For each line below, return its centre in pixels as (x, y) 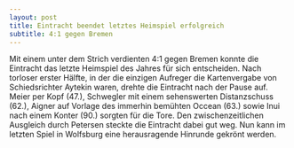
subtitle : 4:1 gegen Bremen (61, 34)
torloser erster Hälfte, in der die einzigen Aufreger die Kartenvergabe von (143, 78)
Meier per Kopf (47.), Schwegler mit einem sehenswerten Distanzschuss (141, 97)
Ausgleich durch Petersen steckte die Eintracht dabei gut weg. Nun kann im (147, 125)
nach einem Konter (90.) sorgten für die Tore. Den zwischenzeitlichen (136, 115)
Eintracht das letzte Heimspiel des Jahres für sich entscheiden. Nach (135, 68)
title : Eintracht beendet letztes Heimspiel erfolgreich (117, 26)
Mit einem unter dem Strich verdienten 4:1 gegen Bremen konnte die (134, 59)
